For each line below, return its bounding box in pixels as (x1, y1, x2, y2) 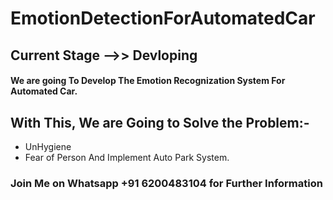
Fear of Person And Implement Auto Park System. (24, 151, 230, 163)
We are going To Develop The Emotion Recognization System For (10, 75, 286, 87)
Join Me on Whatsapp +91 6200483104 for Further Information (10, 176, 323, 190)
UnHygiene (24, 140, 72, 152)
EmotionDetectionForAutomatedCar (10, 7, 316, 30)
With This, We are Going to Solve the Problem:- (10, 114, 310, 131)
